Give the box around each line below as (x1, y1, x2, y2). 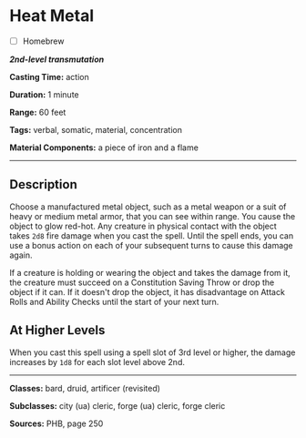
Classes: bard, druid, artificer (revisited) (9, 382, 161, 393)
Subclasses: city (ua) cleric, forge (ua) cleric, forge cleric (9, 400, 226, 411)
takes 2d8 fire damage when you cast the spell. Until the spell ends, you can (9, 229, 294, 241)
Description (9, 177, 77, 192)
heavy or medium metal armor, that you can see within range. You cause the (9, 210, 296, 221)
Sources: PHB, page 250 (9, 418, 104, 429)
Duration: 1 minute (9, 89, 79, 100)
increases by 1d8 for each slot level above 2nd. (9, 356, 185, 367)
